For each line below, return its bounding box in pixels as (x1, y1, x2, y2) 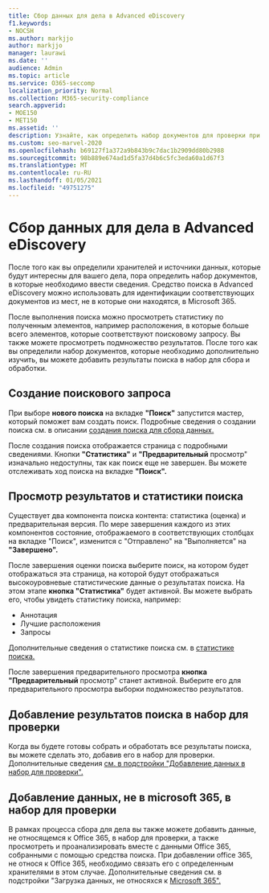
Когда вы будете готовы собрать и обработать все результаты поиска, (8, 742, 252, 751)
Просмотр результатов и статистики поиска (8, 489, 243, 503)
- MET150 (8, 117, 38, 125)
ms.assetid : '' (8, 124, 59, 132)
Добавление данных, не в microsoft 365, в (8, 790, 231, 805)
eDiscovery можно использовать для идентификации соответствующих (8, 287, 255, 298)
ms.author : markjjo (8, 34, 74, 43)
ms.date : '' (8, 57, 48, 65)
